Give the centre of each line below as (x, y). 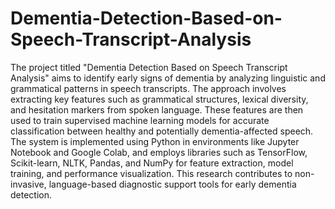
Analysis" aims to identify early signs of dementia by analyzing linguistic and (168, 78)
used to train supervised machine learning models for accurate (140, 120)
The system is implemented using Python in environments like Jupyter (155, 141)
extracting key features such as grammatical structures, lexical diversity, (159, 99)
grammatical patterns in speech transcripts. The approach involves (148, 88)
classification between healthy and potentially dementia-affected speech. (162, 131)
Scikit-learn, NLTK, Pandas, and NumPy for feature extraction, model (152, 163)
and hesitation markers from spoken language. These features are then (157, 109)
